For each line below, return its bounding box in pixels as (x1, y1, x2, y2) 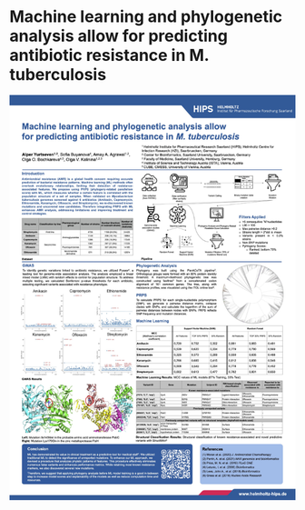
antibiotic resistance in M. (9, 45, 210, 65)
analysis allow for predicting (9, 25, 229, 46)
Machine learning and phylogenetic (9, 6, 283, 27)
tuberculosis (9, 65, 107, 85)
